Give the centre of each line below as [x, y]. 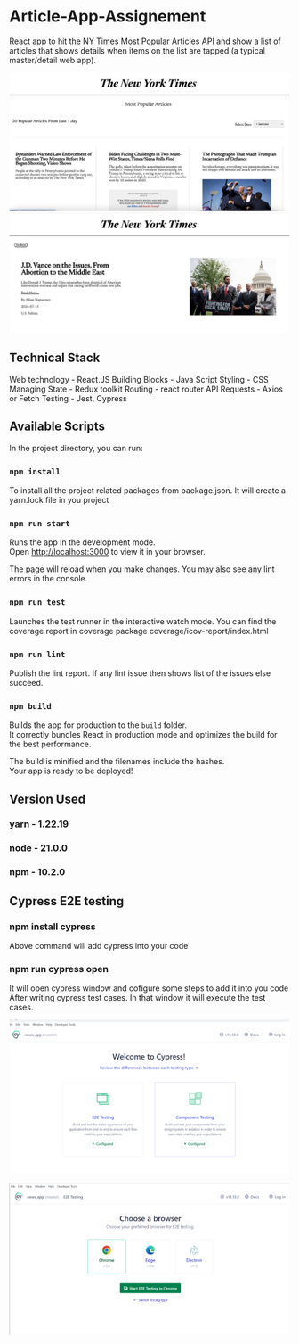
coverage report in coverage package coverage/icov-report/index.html [139, 631]
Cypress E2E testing [67, 901]
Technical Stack [55, 358]
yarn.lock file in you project [59, 499]
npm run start [40, 523]
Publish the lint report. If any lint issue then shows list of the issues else [140, 673]
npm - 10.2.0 [37, 872]
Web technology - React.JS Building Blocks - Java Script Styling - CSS [139, 379]
